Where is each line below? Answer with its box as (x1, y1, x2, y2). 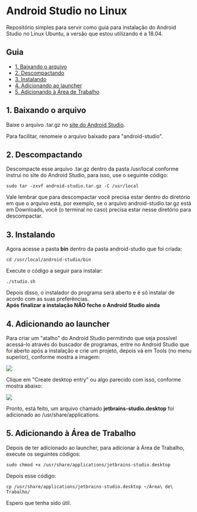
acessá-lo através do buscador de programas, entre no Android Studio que (6, 341, 189, 348)
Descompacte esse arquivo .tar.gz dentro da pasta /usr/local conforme (6, 165, 179, 172)
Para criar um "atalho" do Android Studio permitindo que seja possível (6, 335, 177, 341)
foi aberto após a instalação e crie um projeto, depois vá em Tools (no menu (6, 347, 192, 354)
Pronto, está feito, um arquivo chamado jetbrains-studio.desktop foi (6, 405, 175, 412)
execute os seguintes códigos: (6, 450, 81, 457)
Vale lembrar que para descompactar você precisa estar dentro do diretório (6, 194, 190, 201)
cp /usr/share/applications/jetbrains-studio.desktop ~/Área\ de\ (6, 484, 173, 489)
